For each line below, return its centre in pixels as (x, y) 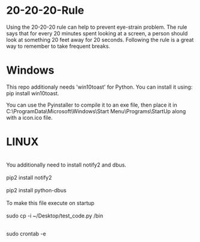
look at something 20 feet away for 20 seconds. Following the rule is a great (100, 40)
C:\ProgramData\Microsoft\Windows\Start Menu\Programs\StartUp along (96, 111)
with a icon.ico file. (29, 117)
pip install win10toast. (33, 93)
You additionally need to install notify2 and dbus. (66, 165)
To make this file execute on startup (50, 203)
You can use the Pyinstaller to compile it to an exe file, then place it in (92, 105)
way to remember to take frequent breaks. (58, 46)
